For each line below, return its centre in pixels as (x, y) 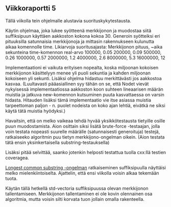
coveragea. (17, 158)
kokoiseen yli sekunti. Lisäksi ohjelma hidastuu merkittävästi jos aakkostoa (83, 78)
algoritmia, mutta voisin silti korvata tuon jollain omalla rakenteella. (75, 199)
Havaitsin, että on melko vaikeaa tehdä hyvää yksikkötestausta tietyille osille (85, 121)
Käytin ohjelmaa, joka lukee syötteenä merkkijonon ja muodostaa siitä (78, 31)
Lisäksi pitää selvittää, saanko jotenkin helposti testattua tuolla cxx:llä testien (86, 152)
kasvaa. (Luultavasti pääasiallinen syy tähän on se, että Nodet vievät (77, 84)
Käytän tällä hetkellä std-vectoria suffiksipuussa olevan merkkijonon (77, 188)
